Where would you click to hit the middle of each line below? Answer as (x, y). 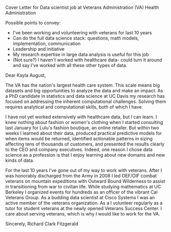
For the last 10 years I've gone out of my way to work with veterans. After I (84, 170)
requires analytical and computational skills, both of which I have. (74, 107)
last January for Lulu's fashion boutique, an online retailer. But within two (82, 128)
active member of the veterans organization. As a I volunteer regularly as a (84, 203)
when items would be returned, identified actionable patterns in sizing (79, 139)
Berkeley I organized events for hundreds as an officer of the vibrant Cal (81, 192)
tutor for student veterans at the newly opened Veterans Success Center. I (84, 208)
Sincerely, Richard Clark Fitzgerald (42, 224)
